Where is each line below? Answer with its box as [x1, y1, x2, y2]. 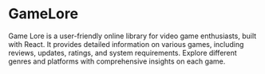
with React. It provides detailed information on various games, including [8, 39, 244, 49]
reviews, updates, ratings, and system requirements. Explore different [8, 48, 237, 57]
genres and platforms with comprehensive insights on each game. [8, 56, 226, 66]
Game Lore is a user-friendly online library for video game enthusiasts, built [8, 31, 257, 41]
